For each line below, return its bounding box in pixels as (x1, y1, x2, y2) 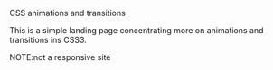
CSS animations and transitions (9, 8, 127, 18)
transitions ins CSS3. (9, 35, 88, 45)
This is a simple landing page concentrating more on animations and (9, 25, 264, 35)
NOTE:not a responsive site (9, 52, 111, 62)
